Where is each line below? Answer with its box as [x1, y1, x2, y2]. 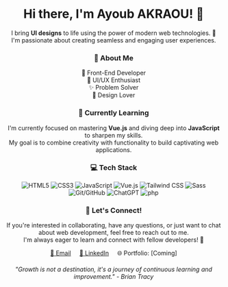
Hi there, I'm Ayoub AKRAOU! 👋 [23, 6, 204, 22]
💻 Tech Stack [90, 163, 138, 173]
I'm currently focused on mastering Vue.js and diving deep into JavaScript [8, 123, 220, 132]
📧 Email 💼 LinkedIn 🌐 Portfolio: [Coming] [49, 249, 178, 258]
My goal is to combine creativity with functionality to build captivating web [8, 138, 219, 147]
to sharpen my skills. [84, 131, 143, 139]
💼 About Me [93, 53, 134, 62]
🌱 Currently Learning [78, 108, 149, 118]
